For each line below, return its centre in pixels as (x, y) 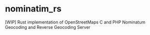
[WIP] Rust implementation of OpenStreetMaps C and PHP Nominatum (75, 22)
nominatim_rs (33, 9)
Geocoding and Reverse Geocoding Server (48, 27)
